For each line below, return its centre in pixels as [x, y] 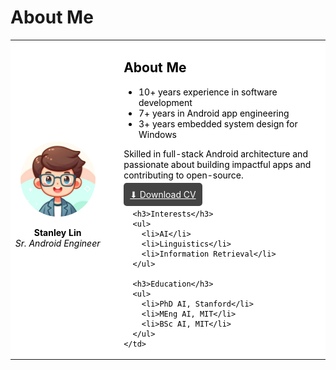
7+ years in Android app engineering [214, 113]
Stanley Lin [57, 232]
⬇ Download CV [163, 194]
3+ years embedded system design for [218, 123]
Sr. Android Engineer [57, 243]
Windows [158, 134]
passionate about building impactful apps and [217, 164]
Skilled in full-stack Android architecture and [215, 153]
